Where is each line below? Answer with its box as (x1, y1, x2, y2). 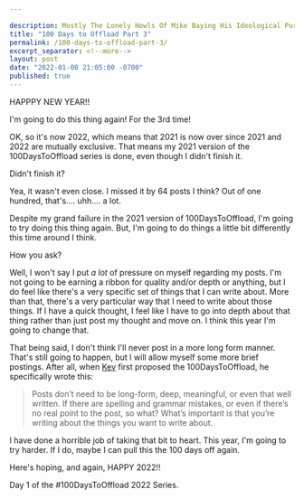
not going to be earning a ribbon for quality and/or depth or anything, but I (9, 277, 287, 287)
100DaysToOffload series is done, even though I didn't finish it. (9, 150, 242, 161)
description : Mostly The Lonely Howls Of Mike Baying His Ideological (9, 21, 281, 30)
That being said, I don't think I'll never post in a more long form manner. (9, 342, 276, 353)
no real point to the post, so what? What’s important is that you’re (31, 408, 275, 419)
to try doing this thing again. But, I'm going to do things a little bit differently (9, 222, 291, 233)
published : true (9, 71, 71, 81)
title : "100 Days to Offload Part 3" (9, 29, 152, 39)
